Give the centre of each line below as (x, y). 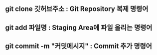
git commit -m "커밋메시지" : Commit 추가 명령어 (78, 46)
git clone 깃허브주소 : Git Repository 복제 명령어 (77, 9)
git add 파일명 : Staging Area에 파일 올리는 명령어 (79, 27)
